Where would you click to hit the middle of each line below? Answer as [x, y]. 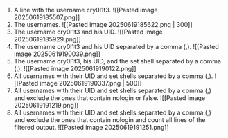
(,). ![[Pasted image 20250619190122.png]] [75, 69]
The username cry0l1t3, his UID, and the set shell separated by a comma [117, 61]
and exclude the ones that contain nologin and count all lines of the [109, 120]
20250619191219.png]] [46, 105]
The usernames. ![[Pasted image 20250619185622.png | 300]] [103, 24]
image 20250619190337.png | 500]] [91, 83]
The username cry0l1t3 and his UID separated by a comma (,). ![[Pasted [116, 47]
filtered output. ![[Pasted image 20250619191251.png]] [91, 127]
